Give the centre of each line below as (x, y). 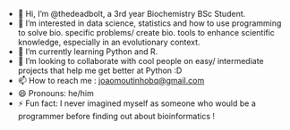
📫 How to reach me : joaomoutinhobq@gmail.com (111, 81)
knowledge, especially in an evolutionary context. (109, 42)
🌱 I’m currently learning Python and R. (88, 52)
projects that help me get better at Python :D (100, 70)
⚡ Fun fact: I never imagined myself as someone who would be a (137, 103)
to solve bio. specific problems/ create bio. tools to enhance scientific (146, 32)
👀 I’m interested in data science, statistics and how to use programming (149, 23)
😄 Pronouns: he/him (55, 93)
